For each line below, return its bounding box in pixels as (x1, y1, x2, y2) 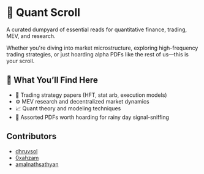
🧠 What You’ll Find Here (6, 75, 98, 85)
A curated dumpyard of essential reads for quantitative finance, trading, (6, 26, 187, 33)
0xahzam (15, 154, 39, 161)
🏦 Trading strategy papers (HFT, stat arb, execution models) (15, 91, 167, 99)
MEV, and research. (6, 32, 56, 39)
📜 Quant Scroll (6, 6, 81, 20)
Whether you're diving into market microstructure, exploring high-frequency (6, 44, 198, 51)
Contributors (6, 131, 57, 142)
